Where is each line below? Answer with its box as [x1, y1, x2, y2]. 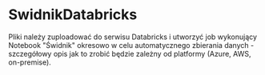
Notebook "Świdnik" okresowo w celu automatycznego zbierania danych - [8, 40, 255, 49]
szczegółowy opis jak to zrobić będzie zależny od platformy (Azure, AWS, [8, 49, 251, 58]
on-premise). [8, 57, 52, 67]
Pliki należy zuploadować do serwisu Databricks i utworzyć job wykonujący [8, 32, 258, 41]
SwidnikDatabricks [8, 6, 138, 24]
